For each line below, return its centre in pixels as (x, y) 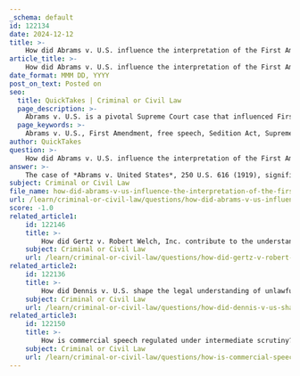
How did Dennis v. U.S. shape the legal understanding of (151, 290)
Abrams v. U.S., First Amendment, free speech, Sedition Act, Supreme (159, 134)
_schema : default (42, 17)
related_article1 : (43, 216)
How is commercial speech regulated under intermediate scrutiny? (167, 340)
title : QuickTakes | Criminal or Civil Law (99, 100)
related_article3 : (43, 316)
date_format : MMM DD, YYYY (59, 76)
